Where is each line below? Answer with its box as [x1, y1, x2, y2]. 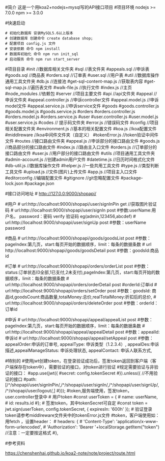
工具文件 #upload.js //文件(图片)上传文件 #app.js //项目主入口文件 [5, 169, 137, 175]
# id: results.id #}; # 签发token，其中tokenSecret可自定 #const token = [5, 400, 148, 406]
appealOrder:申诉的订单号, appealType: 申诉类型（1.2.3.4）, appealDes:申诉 [5, 341, 160, 347]
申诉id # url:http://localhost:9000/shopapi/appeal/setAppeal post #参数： [5, 335, 154, 341]
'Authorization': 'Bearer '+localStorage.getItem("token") [47, 424, 160, 430]
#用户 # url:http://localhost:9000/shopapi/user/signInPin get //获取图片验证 [5, 201, 157, 207]
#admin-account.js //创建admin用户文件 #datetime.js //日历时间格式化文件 [5, 156, 155, 162]
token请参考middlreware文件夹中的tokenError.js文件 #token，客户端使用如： [5, 412, 160, 418]
